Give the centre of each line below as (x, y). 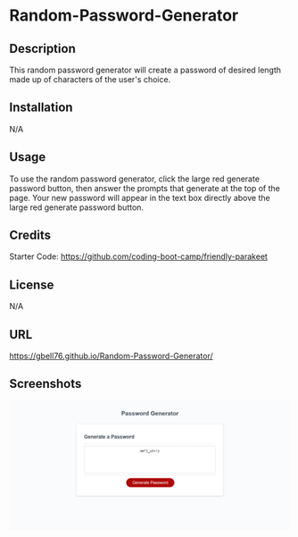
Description (42, 49)
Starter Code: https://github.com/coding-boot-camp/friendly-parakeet (138, 256)
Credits (30, 235)
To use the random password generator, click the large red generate (135, 179)
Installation (41, 108)
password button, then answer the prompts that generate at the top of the (145, 188)
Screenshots (46, 384)
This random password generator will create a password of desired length (145, 70)
